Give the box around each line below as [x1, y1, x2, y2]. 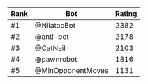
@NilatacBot [34, 21, 75, 30]
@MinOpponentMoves [34, 66, 109, 75]
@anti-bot [34, 32, 69, 41]
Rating [114, 9, 138, 18]
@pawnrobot [34, 55, 77, 64]
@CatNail [34, 43, 66, 53]
